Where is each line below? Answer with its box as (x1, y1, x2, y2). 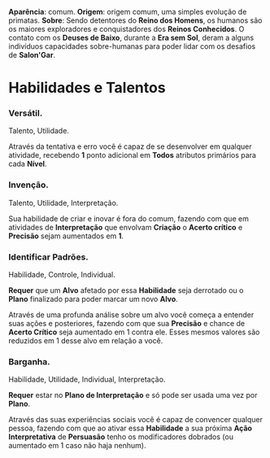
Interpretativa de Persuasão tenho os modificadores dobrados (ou (8, 432, 234, 442)
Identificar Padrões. (8, 251, 89, 263)
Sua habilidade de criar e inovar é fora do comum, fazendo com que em (8, 213, 250, 223)
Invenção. (8, 179, 49, 190)
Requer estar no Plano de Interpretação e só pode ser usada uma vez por (8, 390, 258, 400)
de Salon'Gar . (8, 50, 55, 59)
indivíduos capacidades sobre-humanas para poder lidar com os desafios (8, 41, 256, 51)
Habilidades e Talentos (8, 79, 166, 97)
